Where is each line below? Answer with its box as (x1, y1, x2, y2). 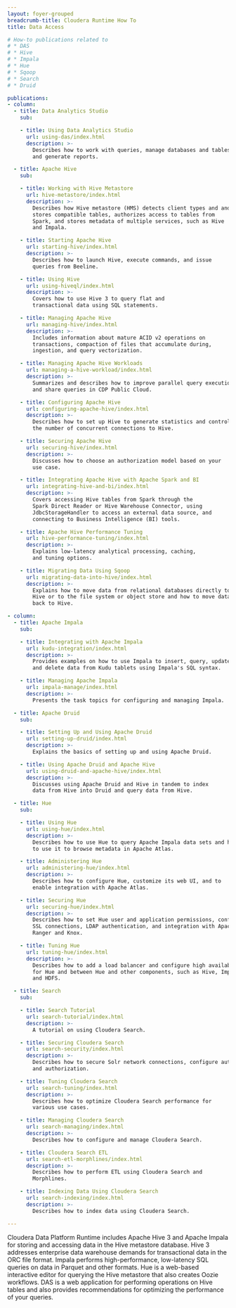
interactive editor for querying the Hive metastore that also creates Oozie (7, 1270, 219, 1278)
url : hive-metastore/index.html (25, 191, 121, 198)
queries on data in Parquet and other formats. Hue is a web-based (7, 1263, 199, 1271)
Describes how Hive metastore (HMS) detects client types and (32, 205, 218, 212)
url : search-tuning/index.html (25, 1084, 118, 1091)
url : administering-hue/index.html (25, 864, 131, 872)
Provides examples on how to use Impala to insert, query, (32, 658, 209, 665)
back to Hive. (32, 600, 74, 607)
